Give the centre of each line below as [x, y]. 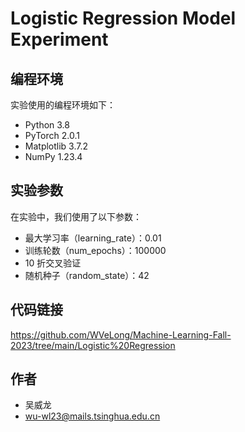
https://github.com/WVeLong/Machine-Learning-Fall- [121, 334]
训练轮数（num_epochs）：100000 [95, 250]
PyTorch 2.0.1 [52, 135]
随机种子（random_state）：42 [87, 275]
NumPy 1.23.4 [53, 156]
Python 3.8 [47, 125]
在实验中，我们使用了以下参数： [76, 216]
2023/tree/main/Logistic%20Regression [93, 345]
